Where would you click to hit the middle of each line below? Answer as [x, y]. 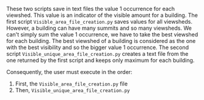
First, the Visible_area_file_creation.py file [71, 84]
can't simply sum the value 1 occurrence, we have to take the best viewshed [102, 35]
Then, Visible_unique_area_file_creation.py [72, 90]
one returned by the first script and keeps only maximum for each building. [100, 60]
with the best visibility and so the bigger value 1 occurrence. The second [98, 47]
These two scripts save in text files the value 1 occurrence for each [91, 9]
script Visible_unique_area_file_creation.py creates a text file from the [97, 54]
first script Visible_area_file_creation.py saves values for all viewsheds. [99, 22]
